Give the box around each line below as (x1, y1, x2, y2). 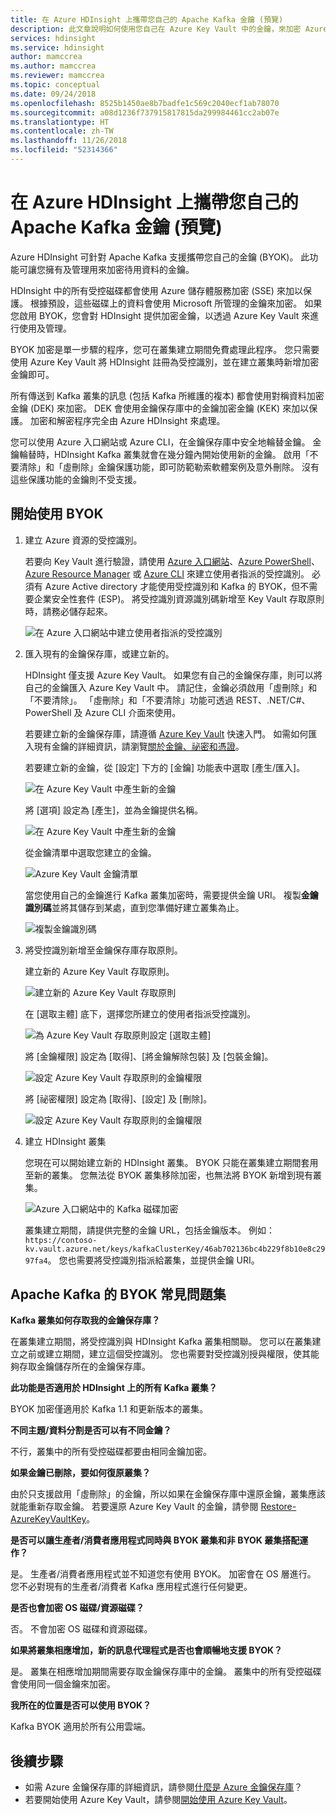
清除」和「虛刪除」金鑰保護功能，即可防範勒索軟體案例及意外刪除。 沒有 (18, 461, 320, 473)
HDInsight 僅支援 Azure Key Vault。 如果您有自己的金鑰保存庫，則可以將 (24, 669, 323, 681)
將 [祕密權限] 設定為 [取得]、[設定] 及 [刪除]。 (24, 1092, 213, 1105)
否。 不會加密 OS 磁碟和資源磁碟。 (10, 1623, 153, 1635)
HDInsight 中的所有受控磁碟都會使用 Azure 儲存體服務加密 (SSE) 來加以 (10, 284, 303, 296)
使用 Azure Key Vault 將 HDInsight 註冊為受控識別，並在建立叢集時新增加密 (10, 356, 320, 368)
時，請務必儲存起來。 (24, 605, 113, 617)
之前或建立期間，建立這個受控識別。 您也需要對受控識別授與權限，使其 (18, 1348, 311, 1360)
